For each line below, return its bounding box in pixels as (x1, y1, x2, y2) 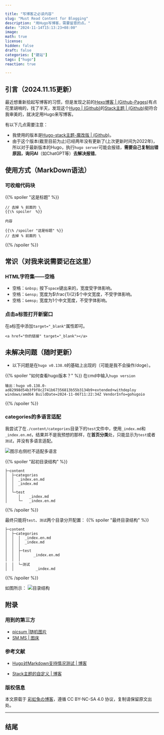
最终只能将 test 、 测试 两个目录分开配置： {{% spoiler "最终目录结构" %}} (5, 517, 149, 523)
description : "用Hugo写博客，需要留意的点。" (5, 21, 90, 25)
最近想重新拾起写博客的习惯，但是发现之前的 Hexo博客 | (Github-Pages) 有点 (5, 99, 157, 105)
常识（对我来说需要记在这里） (5, 258, 95, 266)
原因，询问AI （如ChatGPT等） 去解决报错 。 (12, 150, 99, 157)
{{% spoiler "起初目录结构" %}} (5, 458, 68, 464)
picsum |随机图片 (12, 629, 47, 635)
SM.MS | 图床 (12, 635, 40, 640)
